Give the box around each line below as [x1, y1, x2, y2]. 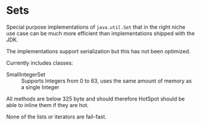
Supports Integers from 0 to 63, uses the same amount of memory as [21, 77, 192, 84]
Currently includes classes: [6, 59, 74, 66]
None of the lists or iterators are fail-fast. [6, 113, 106, 120]
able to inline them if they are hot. [6, 101, 89, 108]
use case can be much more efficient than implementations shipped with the [6, 29, 195, 36]
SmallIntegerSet [6, 71, 46, 78]
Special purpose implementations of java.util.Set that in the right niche [6, 23, 185, 31]
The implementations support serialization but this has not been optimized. [6, 47, 191, 54]
